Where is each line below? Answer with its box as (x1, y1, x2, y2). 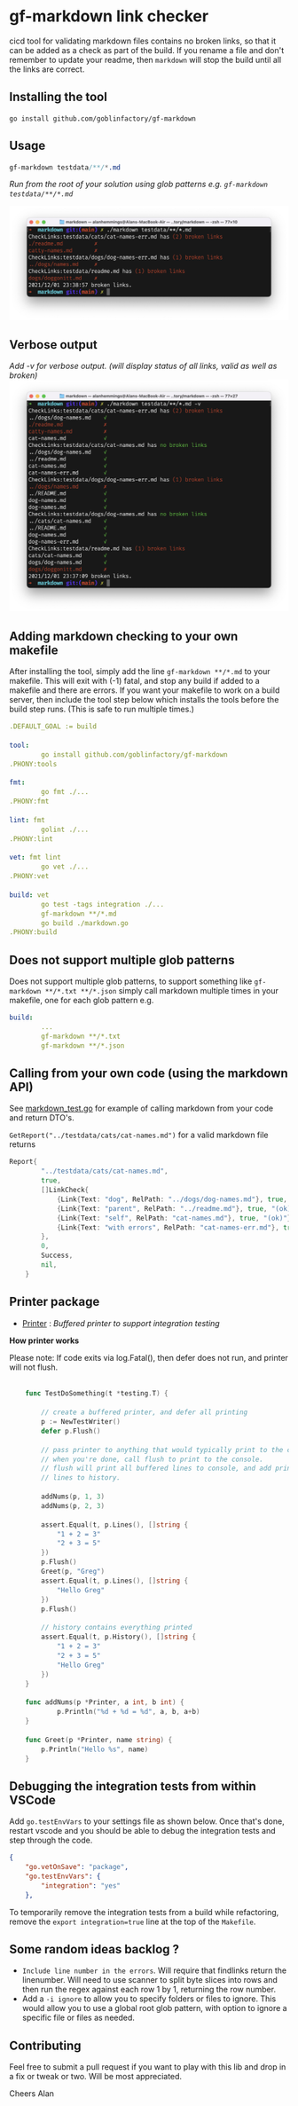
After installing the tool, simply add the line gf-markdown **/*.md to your (9, 666, 271, 677)
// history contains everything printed (41, 1623, 192, 1632)
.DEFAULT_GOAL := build (9, 722, 98, 731)
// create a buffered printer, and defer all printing (41, 1408, 248, 1417)
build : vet (9, 890, 50, 900)
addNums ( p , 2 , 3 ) (41, 1501, 105, 1510)
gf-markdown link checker (9, 6, 209, 27)
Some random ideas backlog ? (9, 1942, 180, 1957)
